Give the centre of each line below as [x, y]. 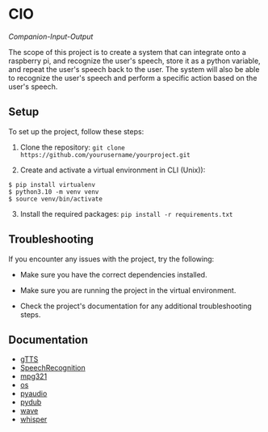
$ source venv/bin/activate [56, 199]
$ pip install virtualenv [52, 184]
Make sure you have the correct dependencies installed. [113, 274]
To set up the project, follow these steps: [76, 131]
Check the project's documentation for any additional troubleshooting [136, 306]
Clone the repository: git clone [72, 147]
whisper [33, 419]
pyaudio [33, 394]
